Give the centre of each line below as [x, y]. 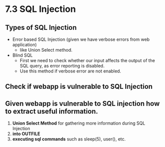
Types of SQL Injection [41, 28]
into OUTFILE [26, 134]
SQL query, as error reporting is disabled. [62, 66]
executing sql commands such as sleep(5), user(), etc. [69, 139]
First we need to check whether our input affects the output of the [87, 60]
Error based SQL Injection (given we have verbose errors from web [81, 39]
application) [25, 45]
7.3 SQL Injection [41, 9]
